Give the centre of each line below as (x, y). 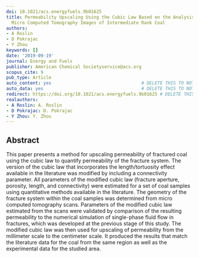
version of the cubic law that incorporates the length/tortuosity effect (91, 167)
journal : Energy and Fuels (39, 61)
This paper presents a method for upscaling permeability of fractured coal (97, 154)
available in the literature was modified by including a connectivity (87, 173)
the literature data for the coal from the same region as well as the (87, 243)
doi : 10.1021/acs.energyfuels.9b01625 (54, 12)
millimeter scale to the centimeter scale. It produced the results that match (97, 236)
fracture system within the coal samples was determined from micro (89, 198)
